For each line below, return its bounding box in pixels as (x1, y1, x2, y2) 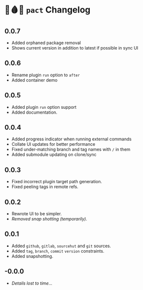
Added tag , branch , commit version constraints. (11, 248, 104, 254)
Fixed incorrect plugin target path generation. (11, 179, 102, 185)
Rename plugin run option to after (11, 72, 80, 78)
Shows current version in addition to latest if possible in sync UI (11, 45, 139, 51)
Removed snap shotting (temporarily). (11, 216, 87, 222)
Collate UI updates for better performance (11, 141, 95, 147)
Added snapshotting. (11, 253, 54, 259)
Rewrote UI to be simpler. (11, 211, 62, 217)
